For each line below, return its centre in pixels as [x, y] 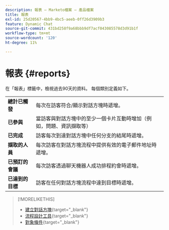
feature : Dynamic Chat [29, 24]
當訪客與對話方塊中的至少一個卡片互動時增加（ [91, 118]
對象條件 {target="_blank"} [52, 222]
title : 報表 [17, 15]
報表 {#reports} [38, 73]
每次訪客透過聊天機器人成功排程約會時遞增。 [89, 166]
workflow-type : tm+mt [28, 33]
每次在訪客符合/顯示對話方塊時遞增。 [80, 105]
